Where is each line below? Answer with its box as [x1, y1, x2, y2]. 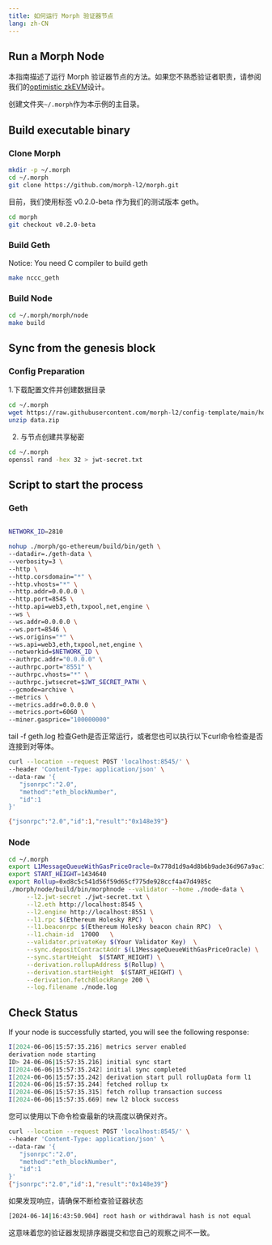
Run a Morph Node [8, 49, 105, 63]
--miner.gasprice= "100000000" [8, 716, 111, 724]
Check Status [8, 1006, 79, 1020]
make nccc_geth [8, 273, 60, 282]
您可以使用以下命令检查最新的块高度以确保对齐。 [8, 1111, 172, 1121]
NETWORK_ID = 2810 [8, 528, 63, 536]
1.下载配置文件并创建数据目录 [8, 385, 106, 395]
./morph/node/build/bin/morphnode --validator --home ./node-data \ [8, 885, 244, 894]
